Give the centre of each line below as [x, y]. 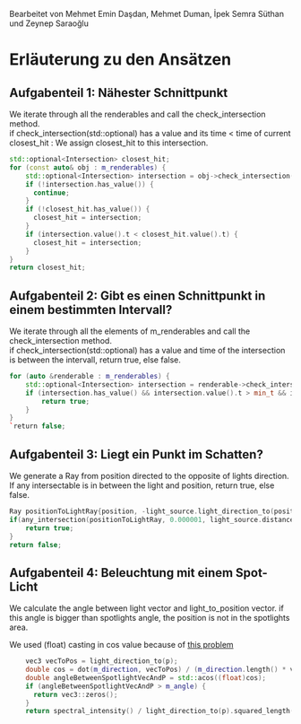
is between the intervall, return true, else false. [95, 360]
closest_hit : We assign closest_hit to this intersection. [109, 143]
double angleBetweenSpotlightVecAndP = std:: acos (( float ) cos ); [146, 677]
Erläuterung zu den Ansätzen [120, 60]
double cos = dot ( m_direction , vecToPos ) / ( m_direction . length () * [156, 670]
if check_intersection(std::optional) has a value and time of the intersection [147, 351]
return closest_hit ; [48, 268]
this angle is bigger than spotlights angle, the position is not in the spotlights [150, 618]
